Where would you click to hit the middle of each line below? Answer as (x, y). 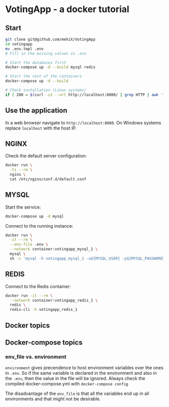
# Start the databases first (36, 62)
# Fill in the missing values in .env (46, 53)
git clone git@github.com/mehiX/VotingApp (50, 39)
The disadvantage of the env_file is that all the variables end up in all (77, 393)
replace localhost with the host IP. (41, 128)
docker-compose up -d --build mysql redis (50, 67)
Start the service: (23, 207)
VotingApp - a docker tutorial (67, 9)
